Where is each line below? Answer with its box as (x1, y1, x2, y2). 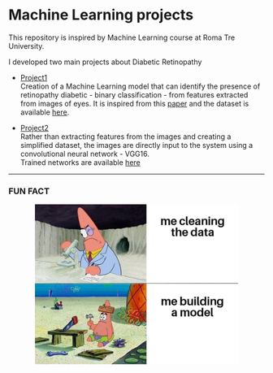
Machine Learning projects (8, 6, 194, 24)
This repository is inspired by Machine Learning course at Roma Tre (8, 33, 236, 42)
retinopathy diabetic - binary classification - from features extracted (19, 89, 249, 99)
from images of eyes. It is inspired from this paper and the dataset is (19, 98, 249, 108)
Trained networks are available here (19, 157, 141, 167)
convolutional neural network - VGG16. (19, 149, 150, 158)
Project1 (19, 72, 47, 82)
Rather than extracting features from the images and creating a (19, 132, 232, 141)
